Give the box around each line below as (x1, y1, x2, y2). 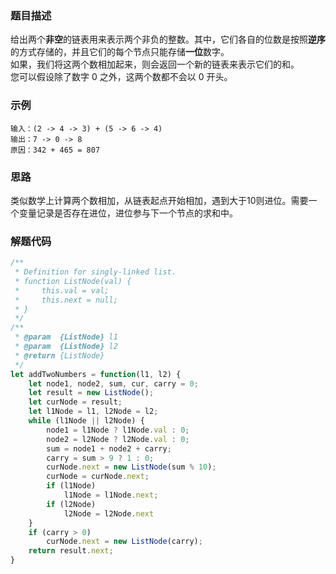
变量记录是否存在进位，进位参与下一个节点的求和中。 (18, 207, 238, 219)
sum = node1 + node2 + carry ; (46, 443, 172, 454)
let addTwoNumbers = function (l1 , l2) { (10, 369, 182, 379)
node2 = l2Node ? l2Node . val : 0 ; (46, 434, 190, 444)
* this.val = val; (14, 285, 110, 296)
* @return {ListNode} (14, 350, 105, 361)
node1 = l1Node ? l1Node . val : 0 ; (46, 425, 190, 435)
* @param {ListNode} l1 (14, 332, 118, 342)
